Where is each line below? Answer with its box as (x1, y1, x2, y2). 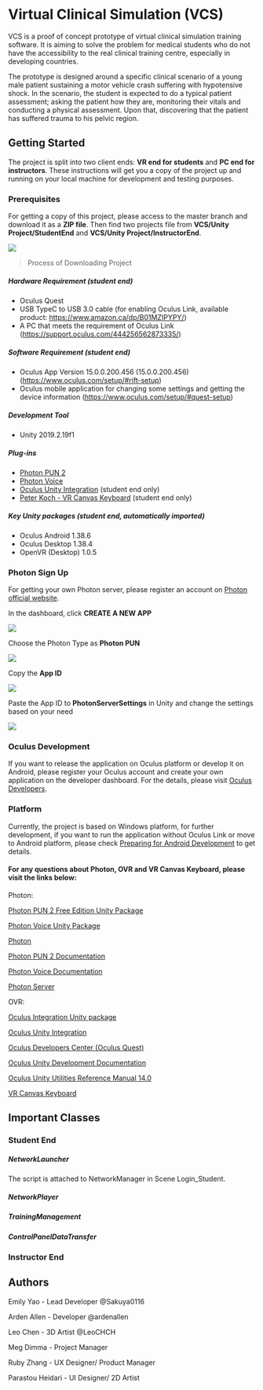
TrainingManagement (8, 1212, 82, 1222)
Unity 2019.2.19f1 (19, 430, 75, 439)
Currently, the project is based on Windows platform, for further (8, 822, 214, 831)
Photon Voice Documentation (8, 966, 104, 976)
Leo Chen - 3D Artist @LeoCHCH (8, 1327, 116, 1337)
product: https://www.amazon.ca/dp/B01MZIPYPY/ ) (19, 313, 187, 322)
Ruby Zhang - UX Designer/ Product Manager (8, 1358, 155, 1367)
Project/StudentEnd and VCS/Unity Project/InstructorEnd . (8, 228, 202, 237)
